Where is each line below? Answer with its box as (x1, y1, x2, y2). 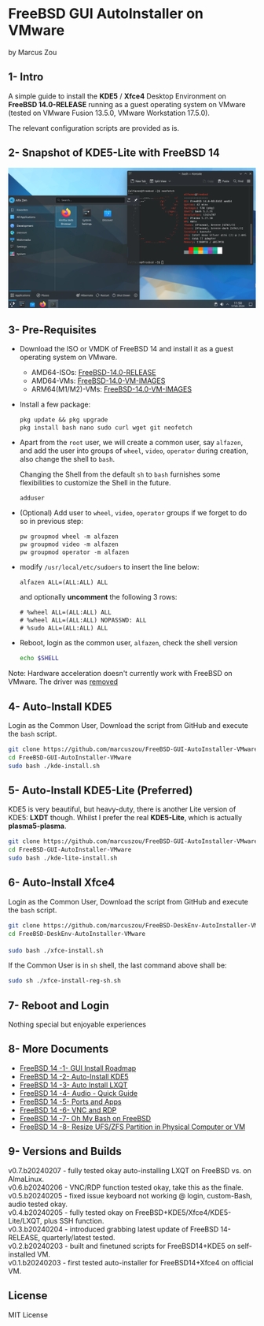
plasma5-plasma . (8, 821, 67, 831)
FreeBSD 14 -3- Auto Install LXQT (19, 1080, 128, 1090)
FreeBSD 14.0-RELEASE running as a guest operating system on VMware (8, 99, 246, 109)
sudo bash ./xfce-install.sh (8, 946, 104, 954)
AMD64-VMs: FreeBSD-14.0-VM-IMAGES (31, 376, 166, 386)
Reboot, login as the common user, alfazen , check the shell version (19, 638, 238, 648)
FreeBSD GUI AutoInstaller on (8, 5, 204, 23)
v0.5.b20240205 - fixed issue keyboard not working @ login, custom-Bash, (8, 1190, 253, 1200)
